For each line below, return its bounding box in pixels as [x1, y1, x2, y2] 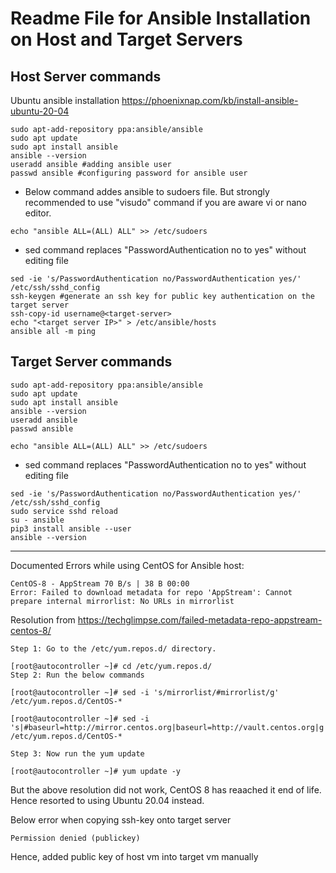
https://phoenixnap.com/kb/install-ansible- [121, 95, 299, 106]
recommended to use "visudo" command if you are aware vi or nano [24, 197, 307, 208]
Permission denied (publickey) [10, 833, 141, 843]
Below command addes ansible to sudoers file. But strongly [24, 186, 270, 197]
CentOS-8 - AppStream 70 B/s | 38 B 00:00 [10, 578, 190, 589]
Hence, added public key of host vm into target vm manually [10, 850, 259, 862]
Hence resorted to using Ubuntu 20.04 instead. [10, 794, 205, 806]
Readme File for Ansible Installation [10, 7, 312, 30]
